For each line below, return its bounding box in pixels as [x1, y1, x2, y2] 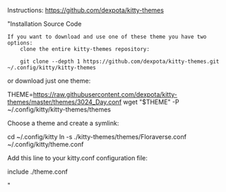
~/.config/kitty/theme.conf [7, 140, 84, 148]
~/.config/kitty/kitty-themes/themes [7, 105, 112, 114]
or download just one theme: [7, 77, 91, 85]
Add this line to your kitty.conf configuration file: [7, 154, 148, 162]
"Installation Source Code [7, 20, 82, 28]
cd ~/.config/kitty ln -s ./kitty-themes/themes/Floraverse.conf [7, 133, 187, 140]
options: [7, 40, 33, 47]
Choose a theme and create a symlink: [7, 119, 119, 127]
